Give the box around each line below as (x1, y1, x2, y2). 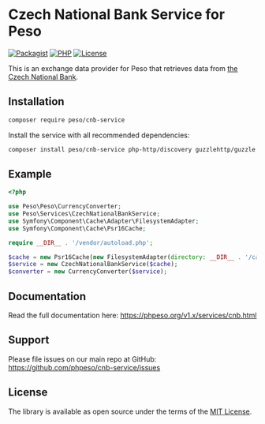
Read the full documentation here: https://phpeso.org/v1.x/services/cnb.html (8, 310, 257, 320)
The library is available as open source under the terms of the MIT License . (8, 407, 252, 416)
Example (8, 167, 52, 181)
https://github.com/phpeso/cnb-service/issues (8, 362, 161, 372)
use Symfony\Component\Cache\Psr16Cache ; (8, 224, 147, 232)
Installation (8, 95, 65, 108)
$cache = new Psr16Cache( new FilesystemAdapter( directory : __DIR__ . (8, 253, 242, 261)
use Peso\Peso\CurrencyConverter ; (8, 203, 122, 211)
